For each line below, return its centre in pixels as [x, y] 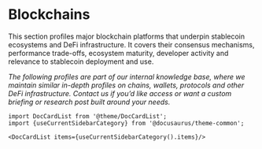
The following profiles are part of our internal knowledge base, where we [127, 76]
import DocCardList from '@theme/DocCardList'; [88, 116]
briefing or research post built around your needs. [89, 102]
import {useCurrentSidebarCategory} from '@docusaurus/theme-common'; [126, 123]
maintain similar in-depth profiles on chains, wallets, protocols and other [126, 85]
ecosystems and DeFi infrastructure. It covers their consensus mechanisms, [131, 44]
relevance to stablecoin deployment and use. [81, 61]
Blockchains [49, 15]
